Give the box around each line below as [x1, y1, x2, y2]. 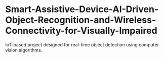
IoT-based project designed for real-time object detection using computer [5, 41, 159, 47]
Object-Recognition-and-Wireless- [5, 14, 156, 26]
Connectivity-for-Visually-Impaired [5, 25, 158, 36]
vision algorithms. [5, 47, 43, 53]
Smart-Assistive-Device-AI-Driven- [5, 4, 158, 15]
